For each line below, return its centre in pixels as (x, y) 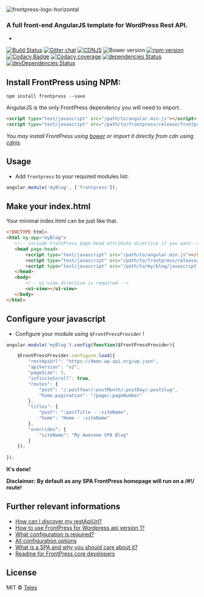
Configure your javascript (56, 319)
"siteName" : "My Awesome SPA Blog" (84, 435)
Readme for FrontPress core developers (65, 553)
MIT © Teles (22, 587)
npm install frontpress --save (46, 96)
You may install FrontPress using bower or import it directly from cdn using (100, 136)
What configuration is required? (55, 534)
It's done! (19, 469)
